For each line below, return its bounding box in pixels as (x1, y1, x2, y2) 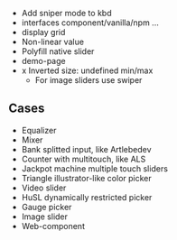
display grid (21, 27, 66, 37)
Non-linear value (21, 36, 85, 47)
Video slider (21, 182, 67, 193)
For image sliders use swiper (34, 75, 143, 85)
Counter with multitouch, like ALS (21, 153, 146, 164)
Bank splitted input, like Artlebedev (21, 143, 152, 154)
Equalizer (21, 125, 57, 135)
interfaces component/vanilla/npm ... (21, 17, 159, 28)
